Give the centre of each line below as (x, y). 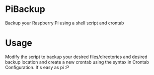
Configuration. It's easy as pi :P (37, 67)
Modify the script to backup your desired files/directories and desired (76, 57)
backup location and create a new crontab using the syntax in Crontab (77, 62)
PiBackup (25, 9)
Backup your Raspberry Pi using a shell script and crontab (65, 23)
